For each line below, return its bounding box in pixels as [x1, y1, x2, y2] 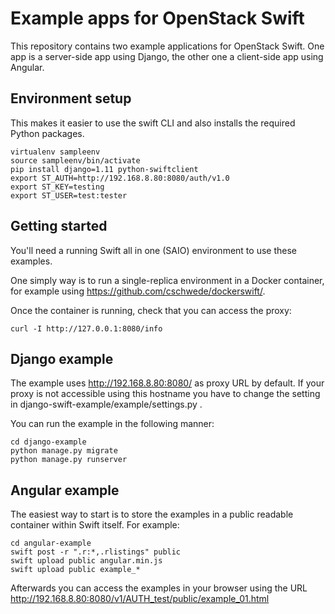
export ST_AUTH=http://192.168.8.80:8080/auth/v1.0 [10, 173, 230, 183]
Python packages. [10, 127, 85, 139]
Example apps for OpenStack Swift [10, 7, 305, 30]
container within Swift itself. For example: [10, 519, 180, 531]
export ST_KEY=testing [10, 182, 105, 192]
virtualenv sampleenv [10, 147, 101, 157]
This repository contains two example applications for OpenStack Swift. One [10, 40, 325, 52]
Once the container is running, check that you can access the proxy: [10, 304, 292, 316]
